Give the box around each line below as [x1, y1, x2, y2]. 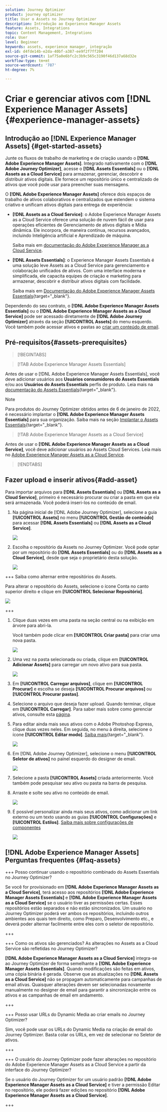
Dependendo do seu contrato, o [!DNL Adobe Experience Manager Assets [5, 303, 160, 308]
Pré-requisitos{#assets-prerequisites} [5, 338, 128, 347]
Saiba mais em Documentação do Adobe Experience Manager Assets [12, 288, 155, 294]
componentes [12, 824, 41, 830]
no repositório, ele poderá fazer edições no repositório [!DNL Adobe [5, 1087, 145, 1093]
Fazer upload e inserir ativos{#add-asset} [5, 476, 138, 484]
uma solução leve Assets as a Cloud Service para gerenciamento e [12, 262, 150, 268]
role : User [5, 35, 28, 40]
